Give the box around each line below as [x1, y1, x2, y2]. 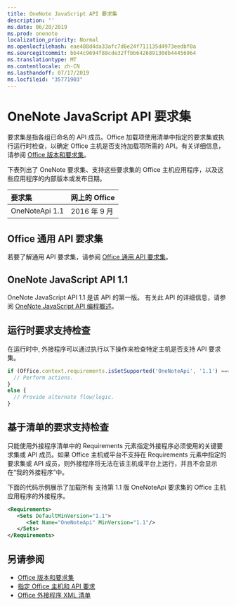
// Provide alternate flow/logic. [13, 394, 114, 401]
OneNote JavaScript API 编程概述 [15, 302, 112, 310]
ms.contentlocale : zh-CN [7, 63, 80, 70]
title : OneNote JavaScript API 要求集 [7, 10, 118, 18]
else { [7, 387, 27, 395]
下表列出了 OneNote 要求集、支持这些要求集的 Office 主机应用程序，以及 [7, 166, 218, 174]
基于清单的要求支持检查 [7, 421, 109, 433]
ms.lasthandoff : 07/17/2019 [7, 69, 90, 76]
